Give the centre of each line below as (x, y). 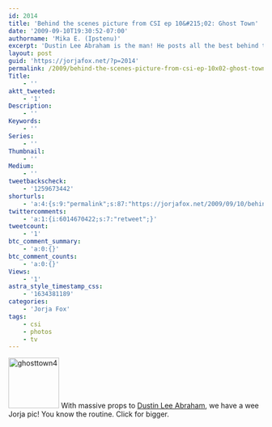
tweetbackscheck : (38, 182)
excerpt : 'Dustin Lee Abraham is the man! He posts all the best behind (134, 46)
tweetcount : (28, 226)
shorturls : (27, 196)
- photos (38, 332)
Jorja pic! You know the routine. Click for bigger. (89, 414)
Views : (19, 272)
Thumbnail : (27, 151)
